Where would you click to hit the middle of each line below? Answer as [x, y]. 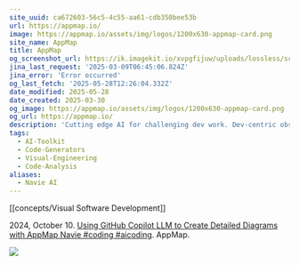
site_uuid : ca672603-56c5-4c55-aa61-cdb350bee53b [103, 17]
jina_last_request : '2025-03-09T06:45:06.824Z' [99, 68]
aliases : [25, 174]
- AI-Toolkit [41, 141]
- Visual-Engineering [57, 158]
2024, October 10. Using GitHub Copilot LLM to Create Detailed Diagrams [144, 225]
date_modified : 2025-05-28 [59, 92]
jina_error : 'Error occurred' [65, 76]
